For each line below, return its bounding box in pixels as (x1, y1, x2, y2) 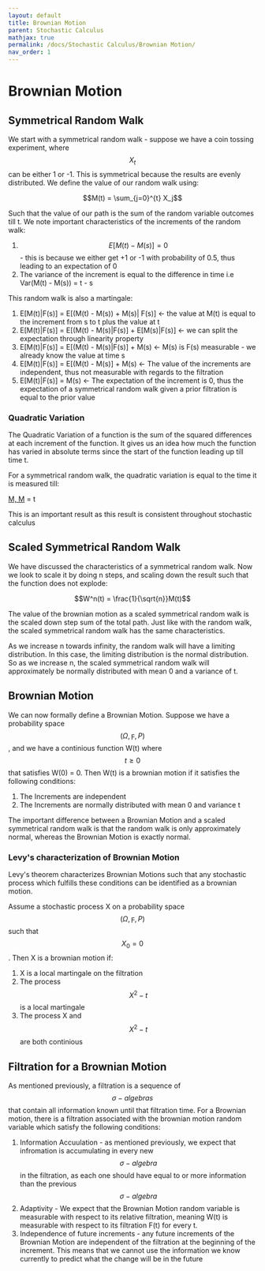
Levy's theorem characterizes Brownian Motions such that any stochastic (8, 870, 247, 879)
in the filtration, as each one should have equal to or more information (19, 1170, 247, 1180)
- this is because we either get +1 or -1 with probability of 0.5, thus (19, 253, 235, 262)
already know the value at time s (19, 351, 125, 360)
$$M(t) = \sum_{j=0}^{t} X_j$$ (82, 193, 183, 202)
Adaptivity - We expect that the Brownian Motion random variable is (19, 1203, 241, 1213)
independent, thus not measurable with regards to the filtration (19, 367, 224, 377)
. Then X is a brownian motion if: (8, 953, 114, 962)
